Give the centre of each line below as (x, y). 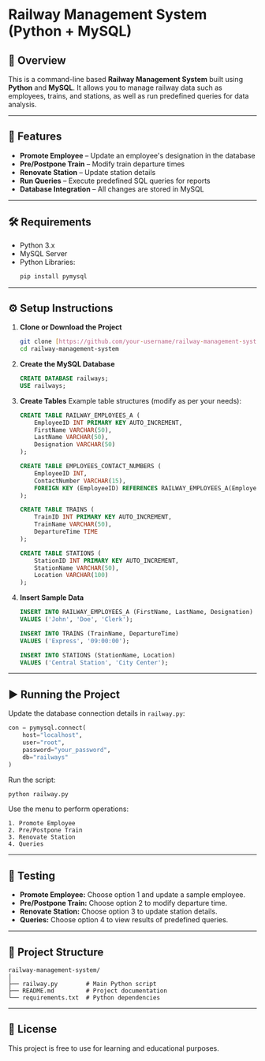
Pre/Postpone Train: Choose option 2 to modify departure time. (123, 903)
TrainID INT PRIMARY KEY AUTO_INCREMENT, (103, 517)
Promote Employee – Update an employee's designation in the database (138, 155)
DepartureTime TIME (66, 532)
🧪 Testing (32, 875)
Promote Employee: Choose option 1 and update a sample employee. (132, 895)
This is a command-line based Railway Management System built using (125, 79)
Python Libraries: (47, 262)
